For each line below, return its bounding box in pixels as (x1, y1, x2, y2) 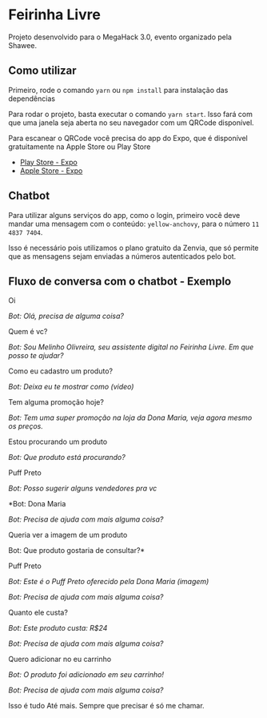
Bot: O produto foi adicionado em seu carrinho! (8, 670, 164, 680)
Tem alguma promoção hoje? (8, 397, 104, 407)
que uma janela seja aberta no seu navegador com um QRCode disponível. (8, 118, 254, 127)
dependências (8, 94, 56, 103)
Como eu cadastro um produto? (8, 366, 114, 376)
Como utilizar (8, 64, 78, 78)
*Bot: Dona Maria (8, 499, 66, 509)
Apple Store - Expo (19, 166, 83, 175)
